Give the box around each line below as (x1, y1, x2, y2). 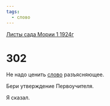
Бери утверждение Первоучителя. (6, 83, 94, 90)
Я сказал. (6, 94, 30, 101)
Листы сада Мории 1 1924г (6, 30, 74, 38)
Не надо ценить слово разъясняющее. (6, 71, 105, 78)
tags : (6, 8, 20, 15)
